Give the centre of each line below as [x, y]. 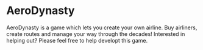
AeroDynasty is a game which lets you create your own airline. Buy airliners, [102, 27]
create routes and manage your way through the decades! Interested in [96, 34]
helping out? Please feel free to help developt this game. [77, 40]
